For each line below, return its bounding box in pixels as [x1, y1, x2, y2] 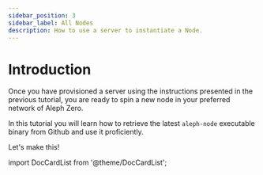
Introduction [8, 60, 92, 78]
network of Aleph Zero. [8, 104, 84, 113]
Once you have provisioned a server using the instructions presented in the [8, 86, 254, 96]
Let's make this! [8, 143, 60, 152]
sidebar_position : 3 [8, 11, 77, 20]
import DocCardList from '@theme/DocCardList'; [8, 158, 167, 167]
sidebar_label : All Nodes [8, 19, 93, 27]
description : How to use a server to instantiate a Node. [8, 26, 203, 34]
